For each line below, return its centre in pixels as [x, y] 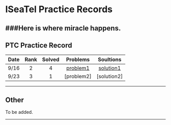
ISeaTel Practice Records [59, 9]
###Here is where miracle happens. [63, 28]
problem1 [78, 68]
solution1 [110, 68]
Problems [78, 59]
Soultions [109, 59]
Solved [51, 59]
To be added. [19, 112]
